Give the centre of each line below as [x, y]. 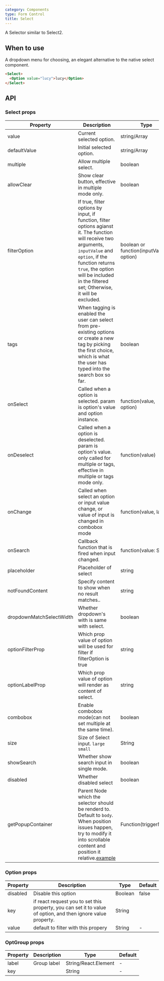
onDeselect [21, 455]
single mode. [93, 769]
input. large [91, 743]
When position [94, 821]
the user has [92, 363]
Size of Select [94, 737]
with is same [92, 620]
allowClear [20, 184]
